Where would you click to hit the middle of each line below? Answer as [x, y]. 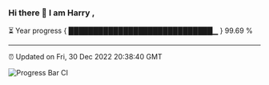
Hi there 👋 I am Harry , [52, 13]
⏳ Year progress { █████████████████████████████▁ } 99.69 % [131, 30]
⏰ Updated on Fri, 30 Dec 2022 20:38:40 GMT [85, 57]
